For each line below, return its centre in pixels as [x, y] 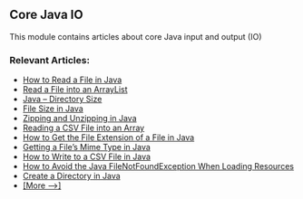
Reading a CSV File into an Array [83, 128]
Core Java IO [46, 15]
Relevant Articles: [50, 60]
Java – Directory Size [62, 99]
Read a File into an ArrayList [75, 90]
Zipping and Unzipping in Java [80, 118]
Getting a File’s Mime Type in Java [87, 147]
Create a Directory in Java [71, 176]
